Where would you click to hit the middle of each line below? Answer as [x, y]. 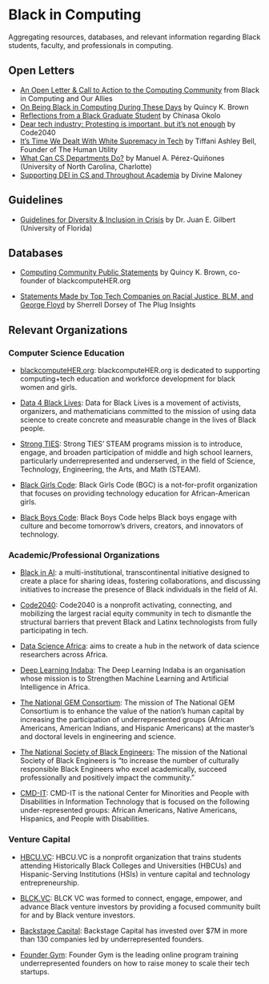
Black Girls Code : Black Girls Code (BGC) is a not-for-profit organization [139, 485]
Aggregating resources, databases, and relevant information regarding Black [134, 37]
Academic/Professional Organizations [84, 555]
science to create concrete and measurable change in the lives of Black [138, 420]
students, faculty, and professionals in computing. [91, 45]
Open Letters [42, 71]
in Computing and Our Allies [66, 98]
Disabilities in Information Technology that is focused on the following [134, 801]
